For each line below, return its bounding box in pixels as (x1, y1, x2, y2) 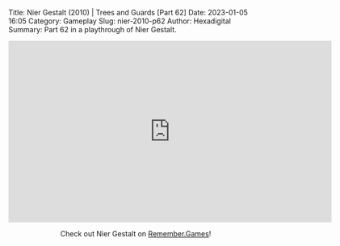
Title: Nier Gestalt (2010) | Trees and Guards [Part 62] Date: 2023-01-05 (8, 8, 249, 17)
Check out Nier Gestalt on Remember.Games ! (60, 229, 212, 238)
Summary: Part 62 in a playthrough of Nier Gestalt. (8, 25, 177, 34)
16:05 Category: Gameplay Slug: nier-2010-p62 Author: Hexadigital (8, 16, 232, 26)
